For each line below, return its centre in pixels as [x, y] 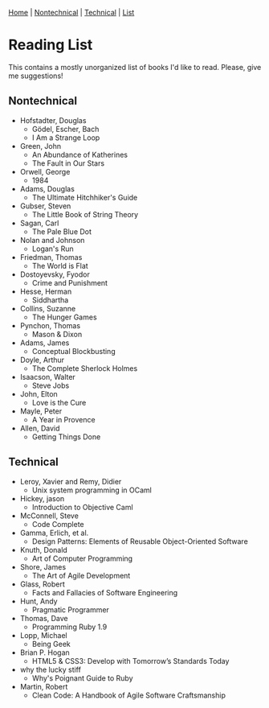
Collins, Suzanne [48, 308]
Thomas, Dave [44, 618]
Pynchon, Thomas [50, 325]
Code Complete [58, 524]
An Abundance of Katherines [80, 154]
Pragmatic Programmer [71, 609]
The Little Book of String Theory [85, 214]
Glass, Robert [43, 584]
